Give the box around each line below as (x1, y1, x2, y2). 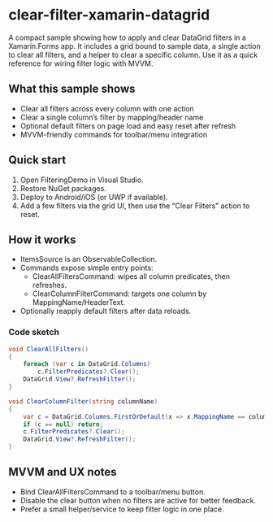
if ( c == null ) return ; (23, 420, 104, 428)
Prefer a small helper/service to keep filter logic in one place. (19, 504, 224, 514)
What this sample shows (8, 82, 136, 96)
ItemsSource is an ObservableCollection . (19, 254, 157, 264)
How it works (8, 233, 76, 246)
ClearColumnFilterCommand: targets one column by (32, 289, 207, 298)
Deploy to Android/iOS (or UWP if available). (19, 192, 168, 202)
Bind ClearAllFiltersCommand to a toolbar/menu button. (19, 486, 206, 497)
